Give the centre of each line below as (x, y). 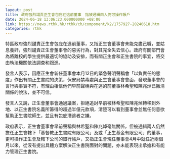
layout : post (19, 10)
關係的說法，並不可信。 (30, 92)
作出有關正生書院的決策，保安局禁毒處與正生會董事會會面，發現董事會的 (89, 80)
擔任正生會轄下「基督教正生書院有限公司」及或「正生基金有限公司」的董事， (85, 133)
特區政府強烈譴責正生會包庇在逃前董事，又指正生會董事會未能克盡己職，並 (83, 44)
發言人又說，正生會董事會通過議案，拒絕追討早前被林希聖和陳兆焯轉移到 (80, 103)
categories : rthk (24, 29)
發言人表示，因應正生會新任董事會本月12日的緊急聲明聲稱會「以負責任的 (81, 73)
